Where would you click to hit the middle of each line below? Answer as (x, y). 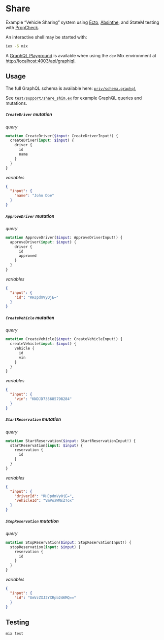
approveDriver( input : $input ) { (43, 242)
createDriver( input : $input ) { (42, 140)
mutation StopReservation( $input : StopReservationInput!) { (69, 542)
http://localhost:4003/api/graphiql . (41, 61)
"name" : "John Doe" (34, 196)
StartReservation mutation (33, 419)
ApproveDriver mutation (30, 216)
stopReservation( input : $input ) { (45, 547)
